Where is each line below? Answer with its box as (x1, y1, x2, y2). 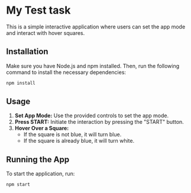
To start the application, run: (6, 170, 75, 178)
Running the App (6, 155, 70, 165)
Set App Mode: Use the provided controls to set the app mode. (14, 112, 169, 119)
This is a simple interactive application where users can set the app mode (6, 23, 186, 30)
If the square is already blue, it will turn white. (23, 137, 135, 144)
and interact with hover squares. (6, 29, 85, 36)
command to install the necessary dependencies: (6, 69, 126, 76)
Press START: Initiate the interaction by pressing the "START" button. (14, 118, 184, 126)
